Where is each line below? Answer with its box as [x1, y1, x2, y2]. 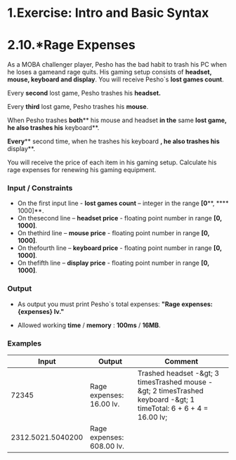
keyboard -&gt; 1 [137, 395, 195, 405]
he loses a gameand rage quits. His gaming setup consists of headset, [7, 68, 212, 77]
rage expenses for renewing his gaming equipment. [7, 166, 157, 174]
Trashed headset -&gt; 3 [137, 369, 220, 379]
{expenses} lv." [17, 307, 65, 315]
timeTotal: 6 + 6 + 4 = [137, 404, 209, 414]
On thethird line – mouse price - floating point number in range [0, [17, 229, 210, 237]
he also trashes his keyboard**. [7, 124, 100, 132]
